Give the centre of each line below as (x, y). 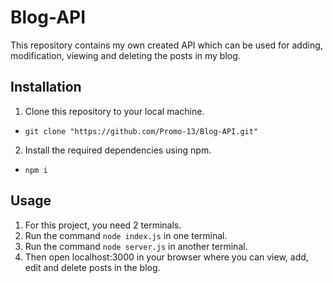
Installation (46, 87)
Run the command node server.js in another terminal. (136, 246)
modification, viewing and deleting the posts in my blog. (125, 55)
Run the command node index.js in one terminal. (126, 235)
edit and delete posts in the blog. (92, 267)
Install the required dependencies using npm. (118, 150)
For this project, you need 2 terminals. (103, 225)
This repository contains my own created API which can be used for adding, (166, 45)
